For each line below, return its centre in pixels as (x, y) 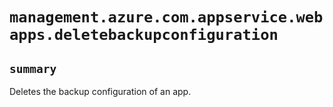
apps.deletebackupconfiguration (144, 35)
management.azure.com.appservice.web (166, 17)
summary (33, 68)
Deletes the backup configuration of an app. (100, 91)
